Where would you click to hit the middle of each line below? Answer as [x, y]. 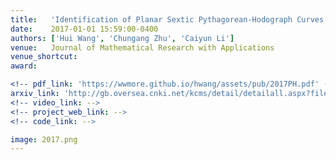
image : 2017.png [44, 139]
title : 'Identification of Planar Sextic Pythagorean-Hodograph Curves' [169, 19]
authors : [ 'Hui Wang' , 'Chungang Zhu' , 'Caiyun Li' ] [122, 38]
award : [24, 66]
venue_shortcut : [44, 57]
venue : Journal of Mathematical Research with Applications [142, 47]
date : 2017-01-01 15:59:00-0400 [84, 29]
